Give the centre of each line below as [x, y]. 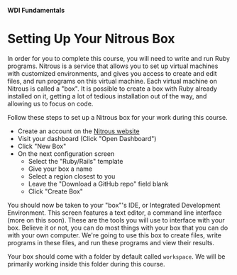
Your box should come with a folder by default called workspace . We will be [116, 256]
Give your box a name [60, 169]
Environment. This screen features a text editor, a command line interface [115, 213]
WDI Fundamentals [36, 10]
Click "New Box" [42, 146]
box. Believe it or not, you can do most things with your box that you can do [118, 228]
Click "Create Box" [56, 191]
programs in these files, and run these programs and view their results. [111, 242]
